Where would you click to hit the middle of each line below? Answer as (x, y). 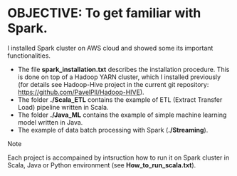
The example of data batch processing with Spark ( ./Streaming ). (113, 130)
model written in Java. (50, 122)
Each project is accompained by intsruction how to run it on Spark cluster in (118, 157)
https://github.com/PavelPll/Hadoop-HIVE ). (81, 92)
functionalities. (29, 56)
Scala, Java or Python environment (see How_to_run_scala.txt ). (102, 165)
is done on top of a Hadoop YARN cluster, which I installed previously (119, 77)
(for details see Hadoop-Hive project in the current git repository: (113, 84)
